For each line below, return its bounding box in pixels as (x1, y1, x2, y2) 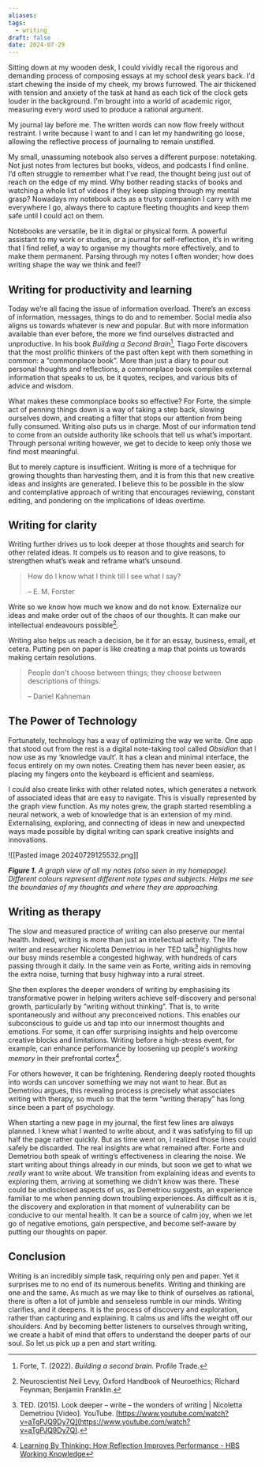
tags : (8, 19, 26, 27)
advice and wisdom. (8, 381, 74, 390)
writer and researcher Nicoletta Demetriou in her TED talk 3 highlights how (8, 943, 248, 954)
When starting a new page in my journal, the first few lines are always (8, 1118, 234, 1127)
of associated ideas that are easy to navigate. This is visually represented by (8, 793, 257, 802)
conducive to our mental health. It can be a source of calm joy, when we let (8, 1210, 252, 1219)
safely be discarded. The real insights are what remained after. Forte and (8, 1143, 244, 1152)
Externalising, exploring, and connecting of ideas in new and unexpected (8, 818, 245, 828)
